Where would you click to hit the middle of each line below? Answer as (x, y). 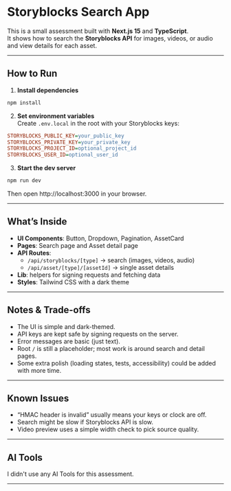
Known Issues (38, 399)
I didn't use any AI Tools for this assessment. (70, 474)
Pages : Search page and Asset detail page (78, 245)
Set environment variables (56, 116)
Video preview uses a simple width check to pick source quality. (108, 429)
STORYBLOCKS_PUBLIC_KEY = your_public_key (66, 136)
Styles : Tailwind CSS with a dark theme (73, 282)
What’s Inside (37, 221)
